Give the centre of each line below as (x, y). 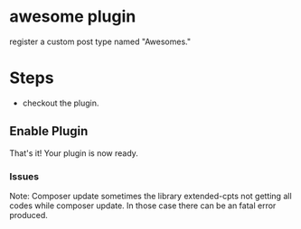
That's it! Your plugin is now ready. (74, 153)
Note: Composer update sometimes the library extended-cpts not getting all (150, 196)
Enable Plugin (49, 131)
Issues (24, 176)
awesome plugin (73, 17)
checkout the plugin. (61, 103)
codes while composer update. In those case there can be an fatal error (143, 206)
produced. (28, 215)
